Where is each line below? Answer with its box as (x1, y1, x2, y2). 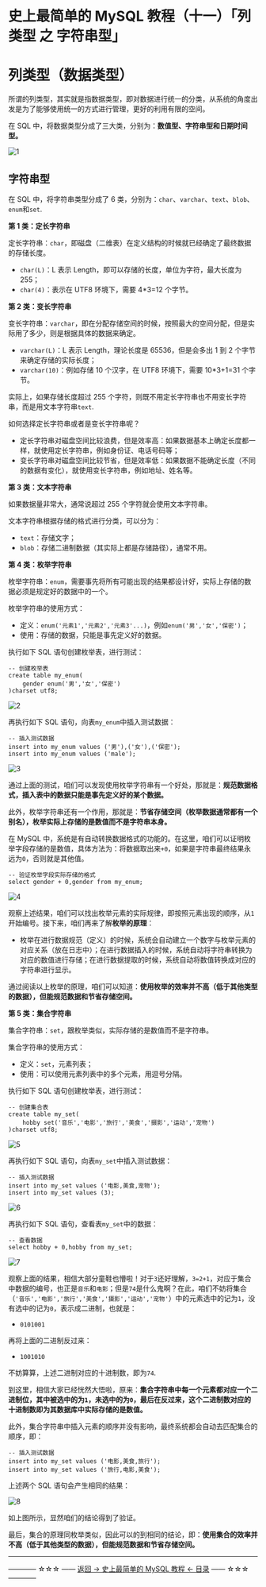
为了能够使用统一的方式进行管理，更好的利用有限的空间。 (21, 104, 210, 114)
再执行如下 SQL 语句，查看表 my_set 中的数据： (8, 1218, 158, 1228)
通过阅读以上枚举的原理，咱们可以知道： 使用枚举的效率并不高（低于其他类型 (8, 982, 258, 991)
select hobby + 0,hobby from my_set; (8, 1243, 133, 1251)
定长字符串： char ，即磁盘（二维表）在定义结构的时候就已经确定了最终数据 (8, 237, 252, 247)
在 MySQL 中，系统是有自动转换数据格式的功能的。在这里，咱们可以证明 (8, 833, 245, 843)
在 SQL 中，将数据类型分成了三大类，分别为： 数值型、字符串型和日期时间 (8, 121, 248, 131)
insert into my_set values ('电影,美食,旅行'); (8, 1457, 161, 1465)
